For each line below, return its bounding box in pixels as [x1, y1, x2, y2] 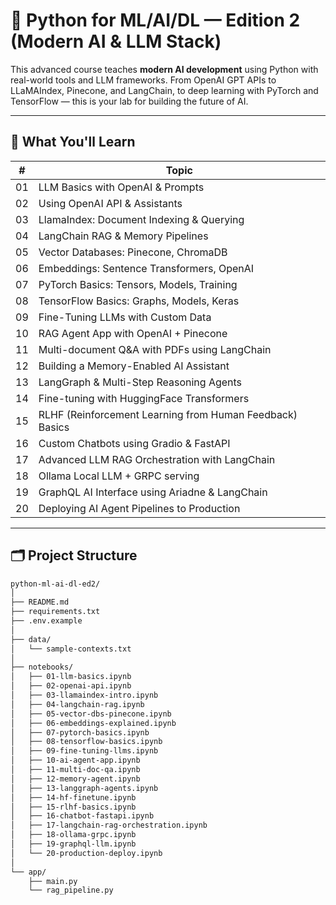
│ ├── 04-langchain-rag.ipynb [10, 699, 145, 709]
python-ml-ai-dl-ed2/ [10, 579, 101, 589]
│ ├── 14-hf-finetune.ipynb [10, 792, 137, 803]
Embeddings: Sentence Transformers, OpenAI [38, 261, 255, 275]
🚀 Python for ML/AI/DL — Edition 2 [10, 9, 301, 32]
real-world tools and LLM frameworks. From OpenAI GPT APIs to [10, 74, 277, 86]
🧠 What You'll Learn [10, 134, 136, 151]
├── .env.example [10, 616, 83, 626]
